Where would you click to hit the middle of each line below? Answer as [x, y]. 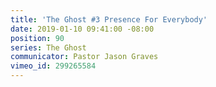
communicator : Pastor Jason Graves [84, 57]
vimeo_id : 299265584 [53, 66]
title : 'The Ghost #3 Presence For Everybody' [109, 19]
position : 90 [37, 38]
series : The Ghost [48, 47]
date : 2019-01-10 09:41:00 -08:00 [82, 29]
